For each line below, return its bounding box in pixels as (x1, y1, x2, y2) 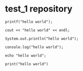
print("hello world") (5, 61, 49, 66)
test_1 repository (5, 3, 72, 14)
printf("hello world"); (5, 19, 53, 24)
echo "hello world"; (5, 53, 47, 58)
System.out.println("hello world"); (5, 36, 79, 41)
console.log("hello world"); (5, 44, 64, 49)
